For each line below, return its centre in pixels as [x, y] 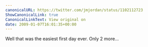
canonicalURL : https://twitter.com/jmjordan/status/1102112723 [74, 10]
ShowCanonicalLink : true [32, 15]
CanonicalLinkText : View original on [46, 19]
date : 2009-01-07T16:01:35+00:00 [41, 24]
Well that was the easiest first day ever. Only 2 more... [62, 39]
